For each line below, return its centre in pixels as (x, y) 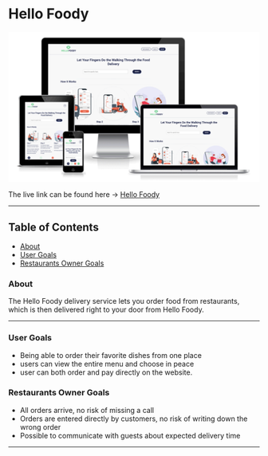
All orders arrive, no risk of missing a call (87, 410)
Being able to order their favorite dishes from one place (110, 355)
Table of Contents (54, 227)
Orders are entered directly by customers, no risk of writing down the (134, 419)
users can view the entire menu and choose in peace (107, 364)
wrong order (40, 427)
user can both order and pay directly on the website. (106, 372)
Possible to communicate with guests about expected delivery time (130, 435)
